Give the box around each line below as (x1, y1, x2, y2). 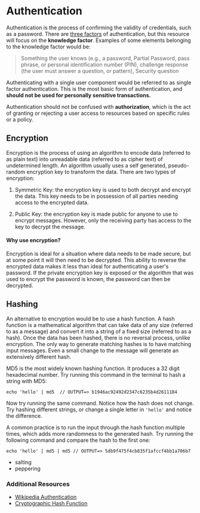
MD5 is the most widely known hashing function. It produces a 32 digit (6, 365, 180, 372)
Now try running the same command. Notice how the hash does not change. (6, 399, 194, 407)
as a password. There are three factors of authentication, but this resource (6, 30, 190, 37)
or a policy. (6, 115, 34, 123)
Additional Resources (6, 480, 70, 488)
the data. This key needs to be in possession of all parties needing (14, 193, 179, 200)
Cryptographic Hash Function (14, 500, 88, 507)
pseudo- (168, 161, 189, 169)
